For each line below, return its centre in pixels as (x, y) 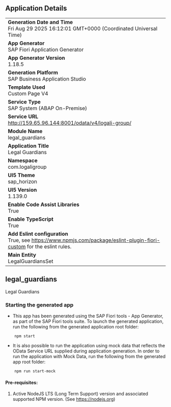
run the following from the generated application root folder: (76, 326)
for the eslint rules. (49, 246)
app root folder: (29, 362)
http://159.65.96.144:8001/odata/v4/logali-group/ (69, 123)
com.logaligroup (27, 167)
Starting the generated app (39, 304)
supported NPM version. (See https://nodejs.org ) (64, 399)
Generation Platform (33, 72)
